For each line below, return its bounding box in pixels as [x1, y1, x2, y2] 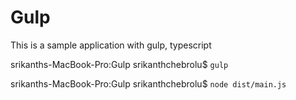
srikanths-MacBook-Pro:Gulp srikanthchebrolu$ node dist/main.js [10, 77, 287, 90]
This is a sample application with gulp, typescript [10, 39, 212, 51]
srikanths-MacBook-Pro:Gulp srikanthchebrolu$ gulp [10, 58, 229, 70]
